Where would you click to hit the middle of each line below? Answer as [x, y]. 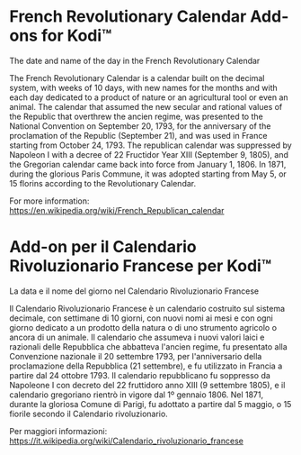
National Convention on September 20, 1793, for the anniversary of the [140, 126]
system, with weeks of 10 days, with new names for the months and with [144, 87]
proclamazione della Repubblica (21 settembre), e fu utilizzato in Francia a [146, 366]
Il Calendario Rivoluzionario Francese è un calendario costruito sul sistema [147, 308]
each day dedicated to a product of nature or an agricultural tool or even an [149, 97]
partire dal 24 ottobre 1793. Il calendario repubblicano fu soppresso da [140, 375]
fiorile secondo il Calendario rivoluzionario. [89, 414]
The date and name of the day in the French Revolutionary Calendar [135, 60]
